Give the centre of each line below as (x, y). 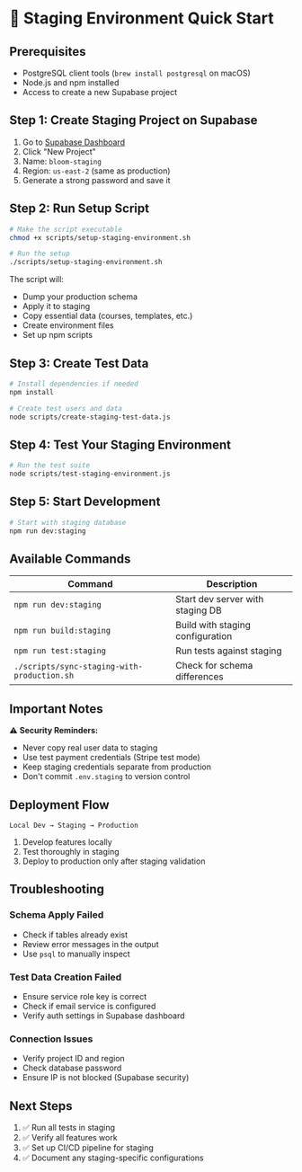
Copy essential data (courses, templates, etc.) (107, 316)
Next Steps (41, 1106)
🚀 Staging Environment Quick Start (142, 18)
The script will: (37, 280)
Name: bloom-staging (62, 161)
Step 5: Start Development (85, 502)
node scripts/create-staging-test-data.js (90, 417)
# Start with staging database (68, 522)
